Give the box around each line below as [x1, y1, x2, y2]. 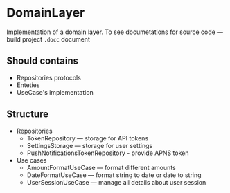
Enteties [16, 81, 40, 89]
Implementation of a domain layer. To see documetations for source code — [6, 28, 223, 36]
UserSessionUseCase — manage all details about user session [26, 178, 206, 186]
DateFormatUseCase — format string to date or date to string [26, 171, 202, 179]
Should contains [6, 55, 79, 67]
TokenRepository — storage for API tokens [26, 134, 149, 143]
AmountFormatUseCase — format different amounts [26, 163, 176, 172]
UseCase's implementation [16, 88, 94, 96]
